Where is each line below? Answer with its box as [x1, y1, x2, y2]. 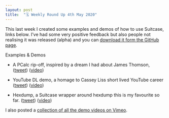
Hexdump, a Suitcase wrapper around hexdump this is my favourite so [12, 92, 160, 98]
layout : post [5, 7, 33, 13]
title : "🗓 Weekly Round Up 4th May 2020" [5, 12, 97, 17]
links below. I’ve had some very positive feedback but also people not [5, 31, 151, 37]
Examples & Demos [5, 51, 46, 58]
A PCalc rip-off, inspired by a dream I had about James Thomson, [12, 62, 150, 68]
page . [5, 42, 18, 48]
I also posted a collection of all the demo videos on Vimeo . [5, 107, 128, 113]
